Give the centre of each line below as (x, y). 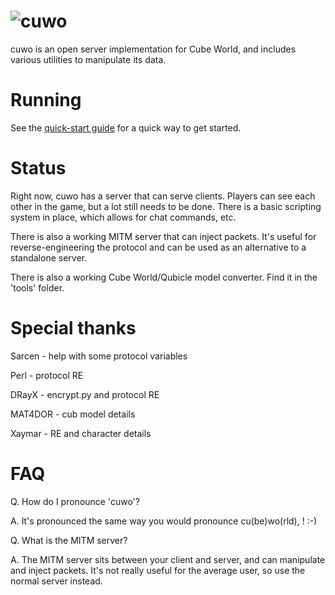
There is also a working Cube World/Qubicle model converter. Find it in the (164, 277)
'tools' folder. (37, 287)
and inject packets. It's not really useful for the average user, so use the (158, 570)
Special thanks (73, 328)
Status (38, 168)
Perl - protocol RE (47, 375)
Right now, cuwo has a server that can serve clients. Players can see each (163, 196)
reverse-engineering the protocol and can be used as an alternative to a (158, 247)
